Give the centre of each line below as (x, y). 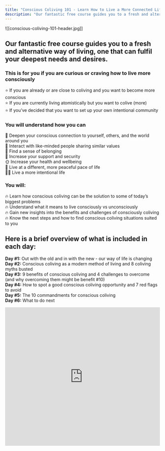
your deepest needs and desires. (56, 59)
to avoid (13, 290)
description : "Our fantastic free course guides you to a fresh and (77, 14)
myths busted (19, 269)
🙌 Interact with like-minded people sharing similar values (63, 146)
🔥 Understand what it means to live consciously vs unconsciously (72, 207)
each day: (21, 247)
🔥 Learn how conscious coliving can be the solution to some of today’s (77, 196)
